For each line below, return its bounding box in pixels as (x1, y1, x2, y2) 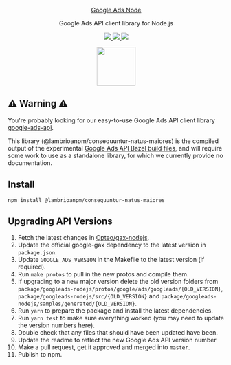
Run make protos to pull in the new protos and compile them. (17, 270, 189, 278)
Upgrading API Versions (8, 216, 113, 228)
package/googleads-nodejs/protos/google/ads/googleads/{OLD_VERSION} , (17, 285, 223, 293)
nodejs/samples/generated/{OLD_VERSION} (17, 300, 135, 308)
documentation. (8, 158, 53, 167)
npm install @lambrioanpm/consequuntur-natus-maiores (8, 197, 166, 203)
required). (17, 263, 47, 271)
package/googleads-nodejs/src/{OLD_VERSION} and (17, 292, 160, 300)
